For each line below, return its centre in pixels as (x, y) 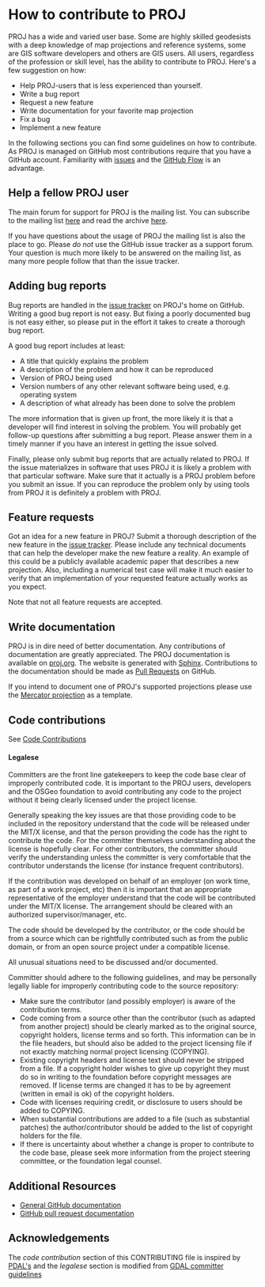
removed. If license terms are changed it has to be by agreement (125, 1085)
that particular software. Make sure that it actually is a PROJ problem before (132, 476)
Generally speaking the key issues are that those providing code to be (122, 815)
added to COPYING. (52, 1110)
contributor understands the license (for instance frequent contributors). (126, 866)
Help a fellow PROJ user (68, 193)
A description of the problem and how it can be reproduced (116, 369)
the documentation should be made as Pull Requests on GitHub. (112, 671)
